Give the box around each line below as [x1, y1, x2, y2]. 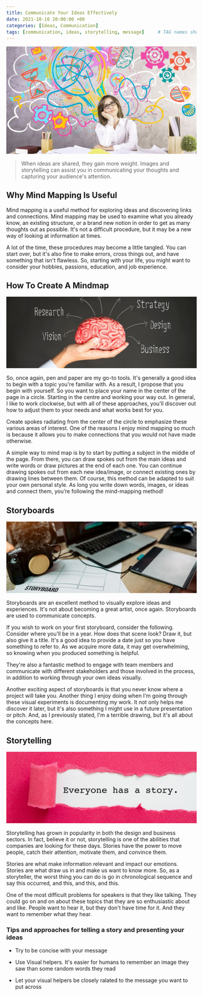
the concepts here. [6, 718, 53, 725]
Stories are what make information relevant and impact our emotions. [6, 861, 178, 867]
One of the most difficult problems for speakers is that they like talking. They [6, 891, 197, 898]
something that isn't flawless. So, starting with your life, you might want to [6, 256, 190, 264]
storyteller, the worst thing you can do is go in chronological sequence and [6, 873, 193, 880]
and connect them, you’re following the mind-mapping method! [6, 487, 164, 495]
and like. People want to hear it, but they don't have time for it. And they [6, 904, 185, 911]
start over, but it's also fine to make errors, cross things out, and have [6, 250, 179, 257]
